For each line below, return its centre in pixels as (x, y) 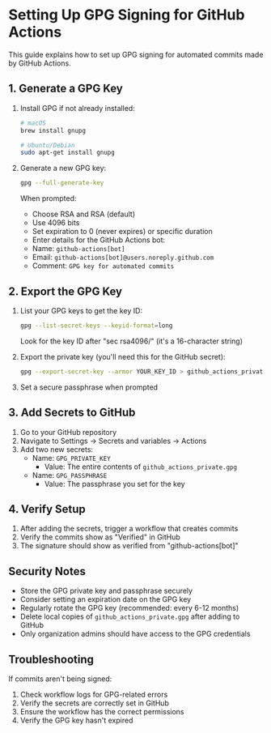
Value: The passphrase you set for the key (114, 484)
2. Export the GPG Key (66, 291)
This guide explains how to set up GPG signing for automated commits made (136, 54)
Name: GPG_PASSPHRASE (70, 475)
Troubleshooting (51, 659)
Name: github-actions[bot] (78, 249)
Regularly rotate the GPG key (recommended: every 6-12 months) (129, 608)
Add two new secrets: (57, 449)
